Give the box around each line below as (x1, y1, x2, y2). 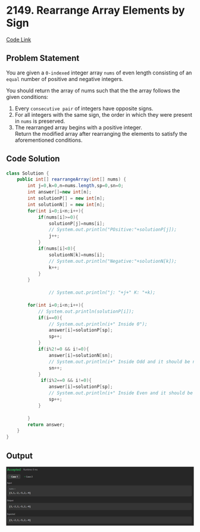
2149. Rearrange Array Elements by (6, 4, 185, 17)
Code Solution (6, 154, 60, 164)
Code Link (6, 36, 32, 43)
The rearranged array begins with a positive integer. (14, 123, 143, 131)
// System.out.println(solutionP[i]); (37, 308, 135, 315)
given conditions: (6, 93, 49, 100)
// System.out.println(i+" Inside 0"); (48, 321, 148, 327)
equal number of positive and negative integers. (6, 75, 124, 82)
